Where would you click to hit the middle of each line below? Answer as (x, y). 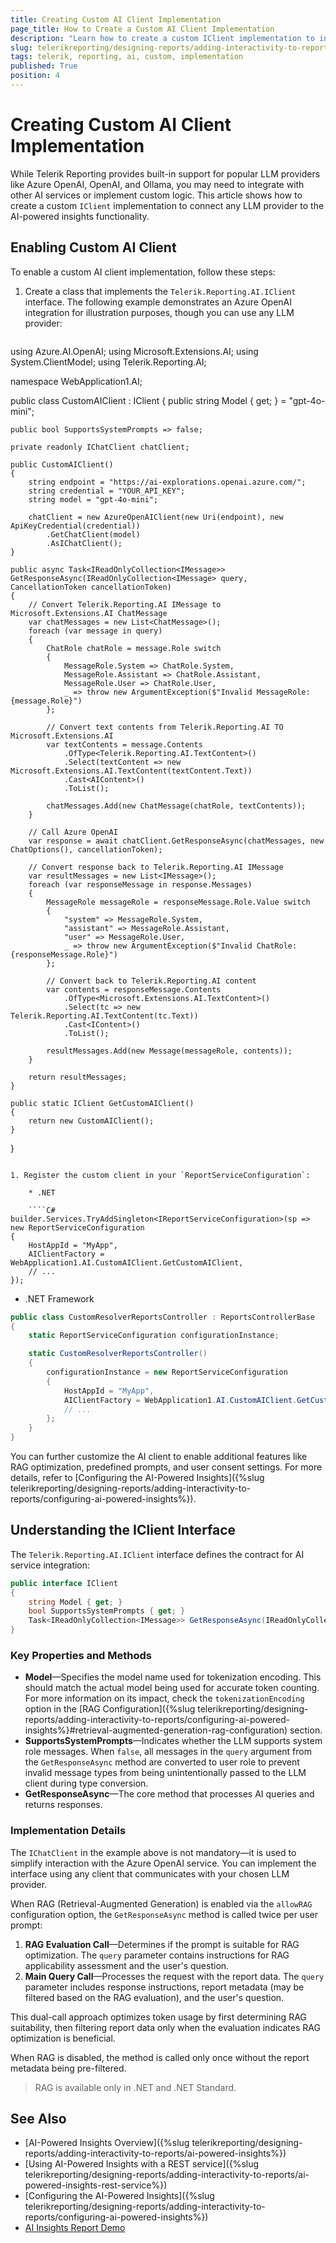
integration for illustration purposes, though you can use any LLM (159, 312)
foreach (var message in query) (95, 631)
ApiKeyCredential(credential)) (75, 526)
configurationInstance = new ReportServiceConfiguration (167, 1372)
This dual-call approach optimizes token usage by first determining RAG (158, 2017)
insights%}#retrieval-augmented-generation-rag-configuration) (156, 1730)
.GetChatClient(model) (93, 534)
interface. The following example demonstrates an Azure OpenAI (158, 302)
